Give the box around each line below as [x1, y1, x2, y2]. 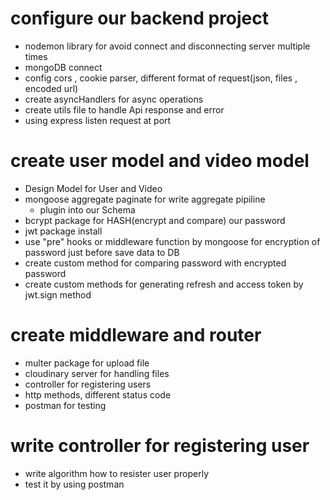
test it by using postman [24, 478, 125, 490]
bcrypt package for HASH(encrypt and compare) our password [24, 214, 286, 226]
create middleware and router [10, 324, 262, 347]
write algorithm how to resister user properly [24, 467, 210, 479]
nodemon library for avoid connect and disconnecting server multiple [24, 40, 311, 52]
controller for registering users [24, 378, 152, 390]
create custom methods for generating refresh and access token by [24, 278, 304, 290]
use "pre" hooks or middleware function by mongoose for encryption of [24, 235, 321, 247]
